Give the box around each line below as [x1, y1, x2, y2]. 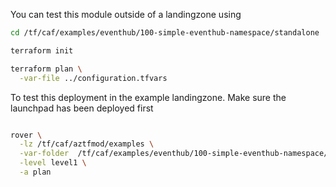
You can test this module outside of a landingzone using [10, 9, 242, 20]
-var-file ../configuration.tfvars [19, 73, 168, 83]
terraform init [10, 45, 74, 56]
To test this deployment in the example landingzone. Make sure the [10, 91, 287, 103]
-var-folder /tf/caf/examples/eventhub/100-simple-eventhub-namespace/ [19, 149, 329, 159]
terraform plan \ [10, 64, 83, 74]
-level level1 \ [19, 158, 87, 168]
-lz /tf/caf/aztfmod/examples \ [19, 139, 155, 149]
